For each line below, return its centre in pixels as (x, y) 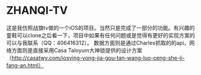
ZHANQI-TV (37, 10)
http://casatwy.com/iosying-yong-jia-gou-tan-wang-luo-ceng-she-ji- (98, 58)
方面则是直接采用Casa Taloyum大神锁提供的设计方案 (77, 50)
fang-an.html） (25, 65)
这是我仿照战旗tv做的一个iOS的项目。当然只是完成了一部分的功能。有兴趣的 (100, 28)
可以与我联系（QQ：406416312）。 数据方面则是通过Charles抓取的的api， (98, 43)
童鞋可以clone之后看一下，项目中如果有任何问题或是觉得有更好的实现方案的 (101, 35)
